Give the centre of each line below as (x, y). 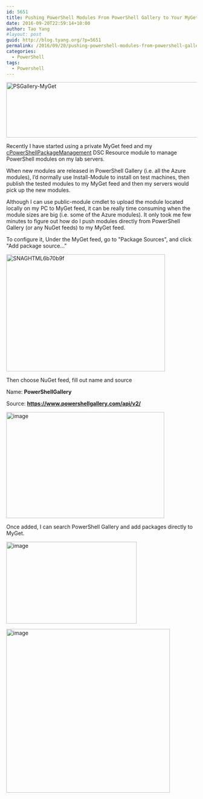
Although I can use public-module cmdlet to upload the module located (95, 202)
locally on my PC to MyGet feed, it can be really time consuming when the (98, 208)
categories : (21, 52)
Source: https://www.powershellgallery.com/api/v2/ (73, 403)
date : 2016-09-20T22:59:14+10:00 (48, 23)
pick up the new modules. (38, 190)
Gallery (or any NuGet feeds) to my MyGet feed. (66, 228)
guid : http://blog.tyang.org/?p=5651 (54, 40)
